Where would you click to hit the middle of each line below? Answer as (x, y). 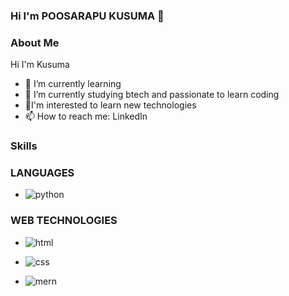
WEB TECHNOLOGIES (64, 221)
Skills (24, 146)
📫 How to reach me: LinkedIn (86, 116)
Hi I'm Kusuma (40, 65)
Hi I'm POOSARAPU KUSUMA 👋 (87, 16)
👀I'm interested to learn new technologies (110, 105)
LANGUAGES (42, 173)
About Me (35, 42)
